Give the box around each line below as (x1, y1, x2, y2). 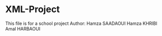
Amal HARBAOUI (5, 25, 41, 31)
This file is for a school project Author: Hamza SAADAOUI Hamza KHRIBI (5, 20, 158, 26)
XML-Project (5, 4, 60, 15)
